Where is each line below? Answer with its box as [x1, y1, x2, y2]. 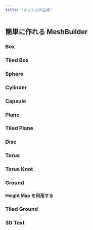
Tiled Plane [5, 125, 34, 132]
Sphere [5, 70, 24, 77]
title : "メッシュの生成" [5, 7, 52, 13]
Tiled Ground [5, 205, 38, 212]
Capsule [5, 97, 26, 105]
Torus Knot [5, 166, 33, 173]
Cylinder [5, 84, 27, 91]
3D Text [5, 219, 25, 226]
